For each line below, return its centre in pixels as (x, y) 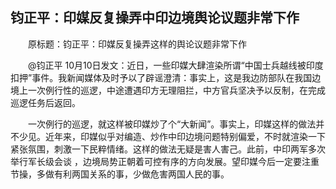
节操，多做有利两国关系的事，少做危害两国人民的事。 (120, 174)
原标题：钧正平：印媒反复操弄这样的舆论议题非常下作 (137, 44)
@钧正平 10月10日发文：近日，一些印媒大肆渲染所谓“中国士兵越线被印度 (175, 65)
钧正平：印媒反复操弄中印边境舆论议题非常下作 (155, 18)
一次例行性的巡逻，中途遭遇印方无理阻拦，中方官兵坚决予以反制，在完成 (176, 90)
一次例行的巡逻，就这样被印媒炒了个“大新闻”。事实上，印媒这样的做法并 (176, 124)
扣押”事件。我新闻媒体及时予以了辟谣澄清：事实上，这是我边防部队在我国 (161, 77)
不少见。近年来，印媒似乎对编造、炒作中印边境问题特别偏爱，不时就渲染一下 (168, 136)
